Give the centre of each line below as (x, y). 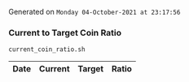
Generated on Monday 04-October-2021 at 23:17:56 (94, 12)
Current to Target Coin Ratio (65, 32)
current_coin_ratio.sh (47, 50)
